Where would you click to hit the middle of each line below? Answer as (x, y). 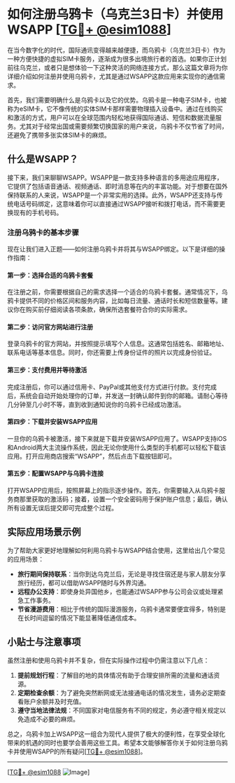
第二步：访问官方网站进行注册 (50, 327)
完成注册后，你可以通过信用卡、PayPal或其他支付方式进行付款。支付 (106, 387)
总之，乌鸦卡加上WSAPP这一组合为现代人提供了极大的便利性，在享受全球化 (116, 734)
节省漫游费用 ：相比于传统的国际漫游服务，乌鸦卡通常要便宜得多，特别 (119, 609)
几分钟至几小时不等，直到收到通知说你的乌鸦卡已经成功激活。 (96, 404)
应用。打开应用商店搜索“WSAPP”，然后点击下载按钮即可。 (92, 456)
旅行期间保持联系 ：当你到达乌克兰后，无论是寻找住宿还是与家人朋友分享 (121, 574)
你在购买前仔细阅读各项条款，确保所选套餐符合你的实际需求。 (102, 310)
